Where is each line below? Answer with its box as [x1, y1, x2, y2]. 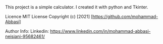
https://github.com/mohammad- [92, 14, 159, 19]
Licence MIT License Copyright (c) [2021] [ [5, 14, 93, 19]
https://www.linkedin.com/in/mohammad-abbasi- [50, 28, 151, 34]
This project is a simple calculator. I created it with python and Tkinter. [5, 4, 149, 10]
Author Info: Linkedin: [5, 28, 49, 34]
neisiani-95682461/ [5, 34, 45, 39]
